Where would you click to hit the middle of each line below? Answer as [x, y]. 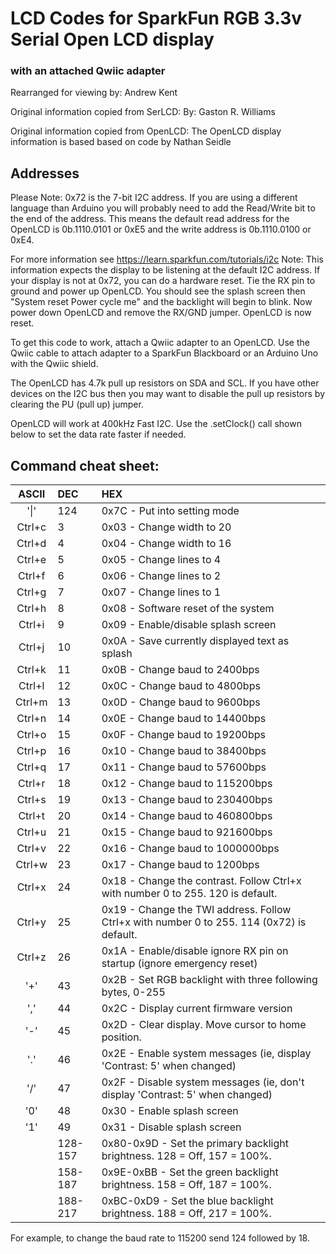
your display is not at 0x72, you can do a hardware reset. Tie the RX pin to [163, 281]
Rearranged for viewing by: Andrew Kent [94, 93]
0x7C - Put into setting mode [170, 511]
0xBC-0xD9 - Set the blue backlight [187, 1201]
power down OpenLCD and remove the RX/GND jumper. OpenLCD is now [161, 313]
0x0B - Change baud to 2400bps [180, 670]
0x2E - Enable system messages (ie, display [206, 1054]
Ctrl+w [31, 865]
